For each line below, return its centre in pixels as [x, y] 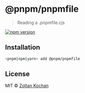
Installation [23, 47]
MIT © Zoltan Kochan [27, 86]
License [17, 74]
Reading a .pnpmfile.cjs [41, 23]
